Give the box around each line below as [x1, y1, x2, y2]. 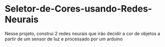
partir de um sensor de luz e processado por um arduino [5, 36, 123, 42]
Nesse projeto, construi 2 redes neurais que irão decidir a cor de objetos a [5, 30, 160, 36]
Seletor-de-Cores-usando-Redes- [5, 3, 152, 15]
